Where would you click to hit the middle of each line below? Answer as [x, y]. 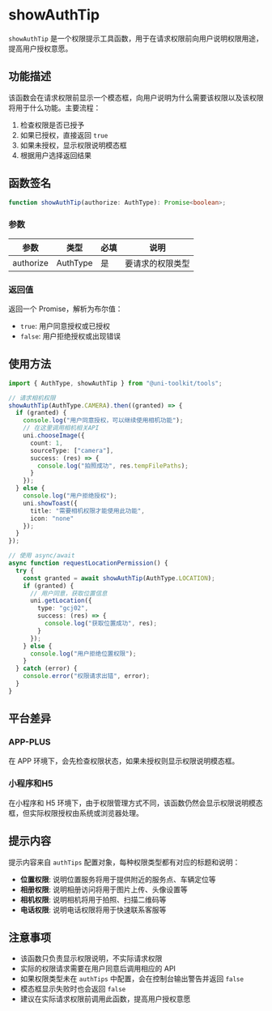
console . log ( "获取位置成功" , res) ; [101, 624]
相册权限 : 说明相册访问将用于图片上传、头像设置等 [104, 889]
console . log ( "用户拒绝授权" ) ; [70, 496]
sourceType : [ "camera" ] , [72, 450]
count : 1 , [46, 443]
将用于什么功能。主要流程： [55, 108]
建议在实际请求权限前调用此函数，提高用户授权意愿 [105, 999]
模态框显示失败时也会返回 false [73, 989]
